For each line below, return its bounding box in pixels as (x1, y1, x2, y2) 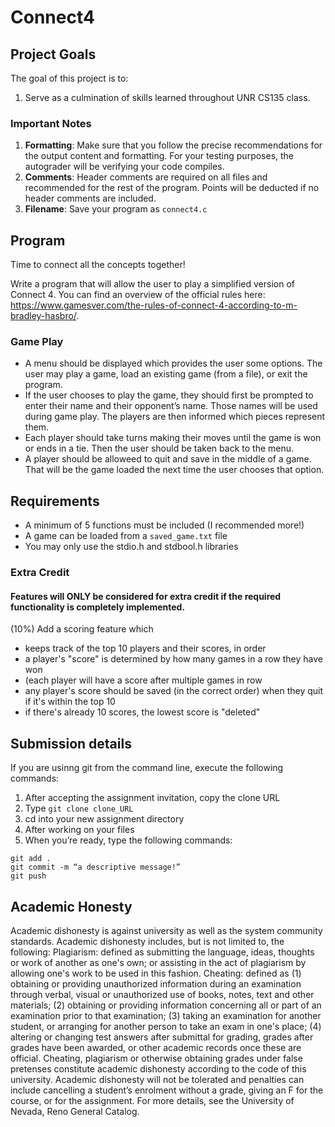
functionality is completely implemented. (10, 601, 186, 613)
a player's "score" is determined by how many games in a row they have (24, 653, 324, 665)
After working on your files (24, 824, 135, 836)
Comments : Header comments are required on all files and (24, 171, 268, 183)
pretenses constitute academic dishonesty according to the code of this (10, 1062, 307, 1075)
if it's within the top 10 (24, 696, 116, 708)
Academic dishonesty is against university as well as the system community (10, 924, 323, 936)
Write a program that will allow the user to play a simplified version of (10, 278, 295, 290)
